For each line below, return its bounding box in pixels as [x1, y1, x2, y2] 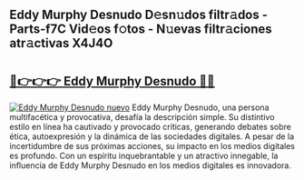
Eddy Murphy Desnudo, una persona [131, 102, 270, 113]
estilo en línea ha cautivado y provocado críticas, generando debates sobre [9, 122, 292, 132]
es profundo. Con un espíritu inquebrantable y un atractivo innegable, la [9, 150, 279, 161]
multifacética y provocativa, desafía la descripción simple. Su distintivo [9, 112, 275, 122]
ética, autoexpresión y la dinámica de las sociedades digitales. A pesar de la [9, 131, 295, 142]
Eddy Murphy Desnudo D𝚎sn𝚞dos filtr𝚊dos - [9, 7, 269, 23]
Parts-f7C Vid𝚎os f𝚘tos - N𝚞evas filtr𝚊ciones [9, 22, 272, 37]
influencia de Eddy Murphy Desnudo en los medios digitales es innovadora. [9, 160, 292, 171]
